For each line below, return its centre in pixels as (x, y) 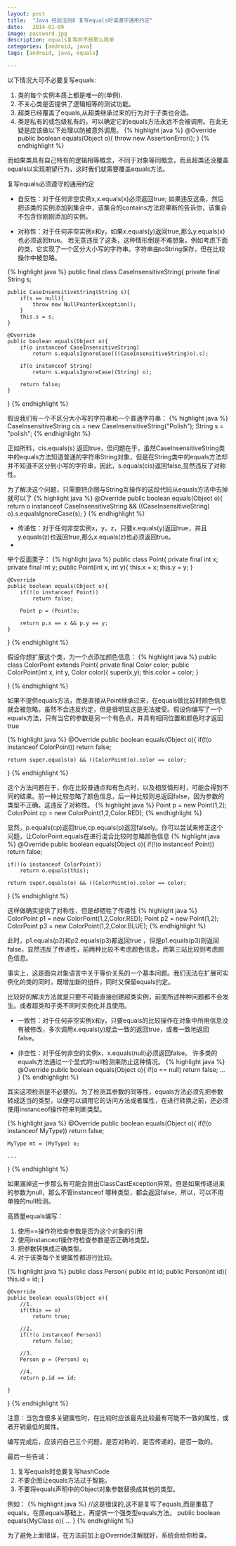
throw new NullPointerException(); (85, 304)
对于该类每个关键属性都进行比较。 (67, 1257)
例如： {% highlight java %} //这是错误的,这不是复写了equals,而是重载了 (111, 1504)
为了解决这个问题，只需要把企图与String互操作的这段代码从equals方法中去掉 (118, 489)
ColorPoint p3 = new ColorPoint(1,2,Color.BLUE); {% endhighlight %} (107, 926)
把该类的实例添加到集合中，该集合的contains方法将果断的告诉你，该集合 (122, 207)
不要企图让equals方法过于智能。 (64, 1480)
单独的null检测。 (31, 1201)
